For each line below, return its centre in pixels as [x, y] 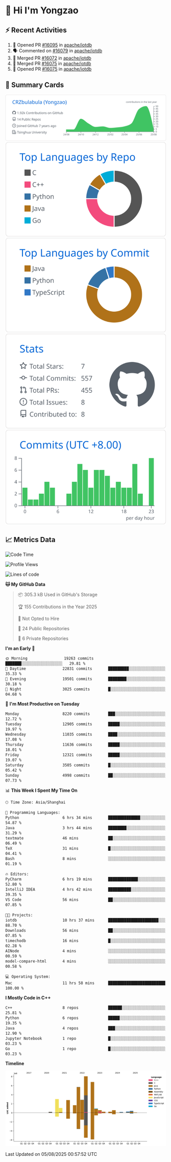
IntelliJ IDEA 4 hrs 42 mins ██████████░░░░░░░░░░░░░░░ [86, 890]
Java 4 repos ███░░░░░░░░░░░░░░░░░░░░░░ [86, 1028]
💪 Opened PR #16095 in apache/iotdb [52, 45]
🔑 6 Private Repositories [43, 638]
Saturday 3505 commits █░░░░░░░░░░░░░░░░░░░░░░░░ [86, 765]
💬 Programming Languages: [33, 813]
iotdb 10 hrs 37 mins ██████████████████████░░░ [86, 920]
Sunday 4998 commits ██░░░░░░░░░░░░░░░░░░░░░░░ [86, 776]
